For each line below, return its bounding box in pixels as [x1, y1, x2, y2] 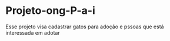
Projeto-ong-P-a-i [5, 4, 95, 17]
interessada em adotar [5, 29, 60, 36]
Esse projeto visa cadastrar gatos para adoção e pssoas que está [5, 23, 164, 30]
